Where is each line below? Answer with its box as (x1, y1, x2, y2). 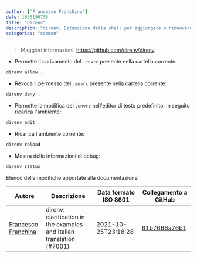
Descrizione (50, 192, 86, 200)
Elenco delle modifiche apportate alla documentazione (6, 174, 138, 181)
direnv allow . (6, 69, 43, 75)
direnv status (6, 163, 41, 169)
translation (46, 234, 75, 243)
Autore (14, 192, 35, 200)
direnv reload (6, 142, 41, 148)
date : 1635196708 (6, 14, 49, 20)
